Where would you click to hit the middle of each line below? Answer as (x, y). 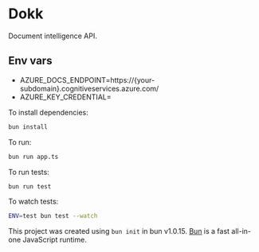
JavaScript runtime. (55, 240)
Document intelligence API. (53, 36)
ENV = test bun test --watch (53, 216)
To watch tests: (33, 202)
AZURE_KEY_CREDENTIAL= (65, 97)
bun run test (30, 186)
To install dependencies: (49, 112)
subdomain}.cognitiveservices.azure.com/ (89, 88)
